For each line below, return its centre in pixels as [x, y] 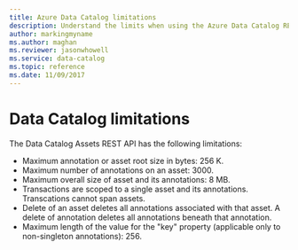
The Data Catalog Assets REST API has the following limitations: [125, 144]
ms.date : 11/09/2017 [47, 75]
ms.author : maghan [43, 42]
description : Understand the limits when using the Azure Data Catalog [144, 26]
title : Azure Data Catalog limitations [83, 17]
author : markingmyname [51, 34]
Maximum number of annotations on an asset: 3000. [118, 170]
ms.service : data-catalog [57, 59]
